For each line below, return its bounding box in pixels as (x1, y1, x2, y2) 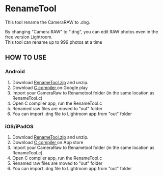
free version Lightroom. (5, 34, 53, 40)
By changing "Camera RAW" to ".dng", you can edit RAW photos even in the (5, 29, 158, 34)
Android (5, 68, 25, 75)
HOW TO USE (5, 54, 47, 62)
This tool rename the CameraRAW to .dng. (5, 19, 90, 25)
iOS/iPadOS (5, 123, 34, 130)
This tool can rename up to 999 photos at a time (5, 39, 103, 45)
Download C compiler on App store (12, 139, 83, 145)
